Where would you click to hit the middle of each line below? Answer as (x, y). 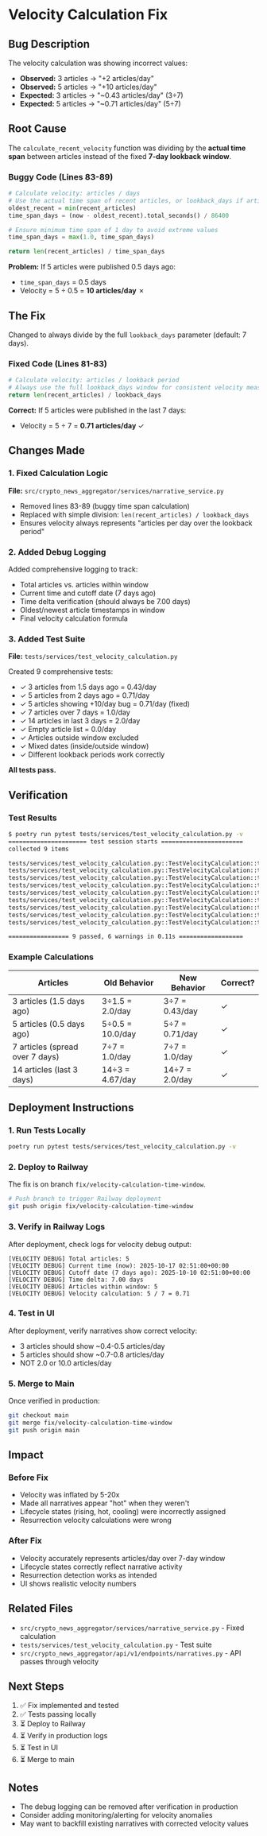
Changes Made (46, 451)
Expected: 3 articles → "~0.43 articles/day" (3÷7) (102, 95)
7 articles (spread (45, 1047)
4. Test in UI (31, 1313)
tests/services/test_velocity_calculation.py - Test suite (116, 1644)
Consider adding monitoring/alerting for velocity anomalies (116, 1815)
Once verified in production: (54, 1401)
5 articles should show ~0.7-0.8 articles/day (92, 1354)
